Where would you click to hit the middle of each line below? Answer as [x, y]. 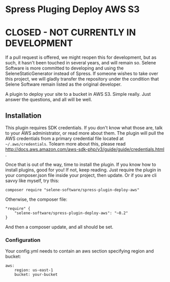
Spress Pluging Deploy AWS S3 [73, 9]
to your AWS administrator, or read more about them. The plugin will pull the [84, 133]
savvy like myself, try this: [32, 181]
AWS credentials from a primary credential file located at [64, 138]
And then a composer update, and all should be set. [59, 227]
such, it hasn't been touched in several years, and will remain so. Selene [81, 63]
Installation [23, 115]
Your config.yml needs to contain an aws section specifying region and [79, 251]
